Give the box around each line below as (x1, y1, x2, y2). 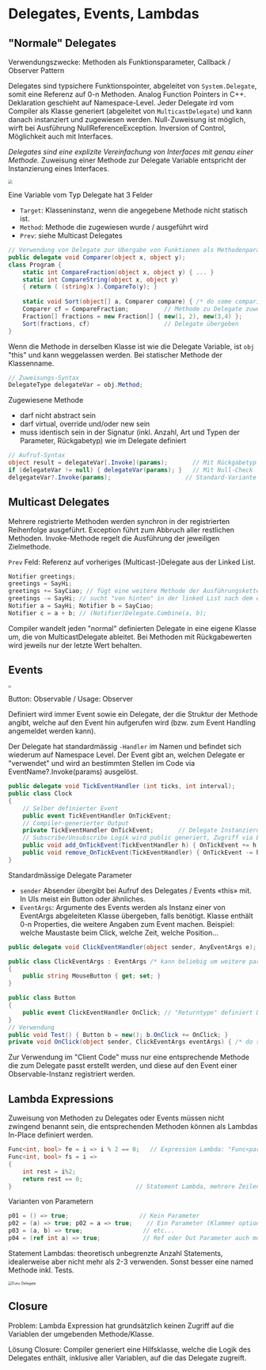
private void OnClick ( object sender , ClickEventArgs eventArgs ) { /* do (8, 1038, 253, 1047)
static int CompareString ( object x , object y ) (22, 275, 179, 284)
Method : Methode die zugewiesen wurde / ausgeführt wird (19, 223, 208, 232)
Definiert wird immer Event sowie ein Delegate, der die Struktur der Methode (8, 710, 258, 719)
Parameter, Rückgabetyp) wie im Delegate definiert (19, 436, 187, 446)
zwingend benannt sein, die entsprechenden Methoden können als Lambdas (8, 1122, 258, 1131)
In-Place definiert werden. (8, 1131, 93, 1140)
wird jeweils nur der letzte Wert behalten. (8, 640, 142, 650)
